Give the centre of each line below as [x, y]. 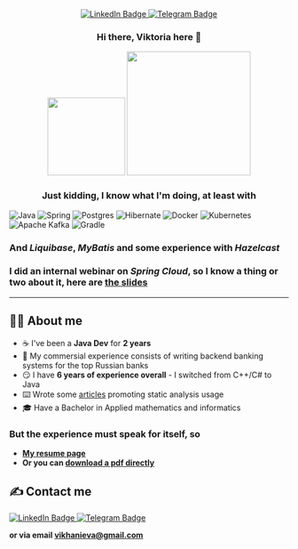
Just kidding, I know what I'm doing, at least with [149, 196]
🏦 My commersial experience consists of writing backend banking [143, 356]
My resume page [54, 453]
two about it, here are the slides [78, 282]
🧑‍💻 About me [46, 321]
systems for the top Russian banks [85, 365]
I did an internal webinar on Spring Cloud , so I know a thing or [144, 271]
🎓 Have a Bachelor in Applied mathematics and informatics [131, 408]
